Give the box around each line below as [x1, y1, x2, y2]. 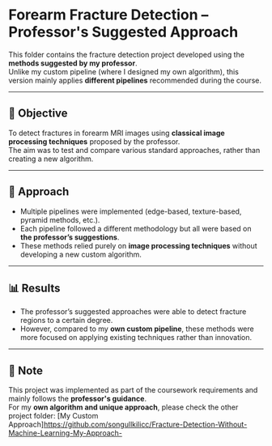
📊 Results [8, 281, 61, 295]
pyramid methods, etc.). [19, 215, 100, 224]
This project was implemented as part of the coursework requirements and [8, 385, 258, 395]
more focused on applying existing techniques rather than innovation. [19, 333, 253, 342]
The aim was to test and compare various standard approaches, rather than [8, 145, 261, 155]
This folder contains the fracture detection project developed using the [8, 49, 245, 59]
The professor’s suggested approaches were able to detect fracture [19, 307, 247, 316]
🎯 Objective [8, 107, 68, 121]
